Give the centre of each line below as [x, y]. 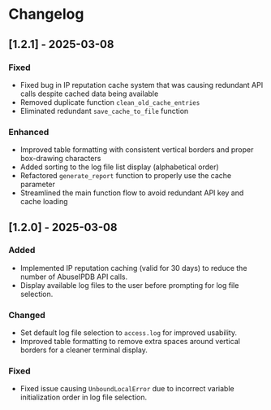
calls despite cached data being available [89, 94]
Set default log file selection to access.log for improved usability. [129, 333]
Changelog [46, 14]
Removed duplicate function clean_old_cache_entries [110, 102]
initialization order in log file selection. [84, 397]
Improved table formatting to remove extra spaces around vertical [130, 342]
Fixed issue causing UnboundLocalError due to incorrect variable [127, 389]
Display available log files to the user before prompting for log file [129, 285]
